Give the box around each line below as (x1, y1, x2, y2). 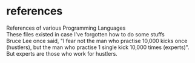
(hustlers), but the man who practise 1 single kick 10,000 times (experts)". (6, 44, 190, 51)
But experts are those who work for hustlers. (6, 50, 118, 57)
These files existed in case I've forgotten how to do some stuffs (6, 30, 165, 38)
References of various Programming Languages (6, 24, 126, 31)
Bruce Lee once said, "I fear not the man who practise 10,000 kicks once (6, 37, 188, 44)
